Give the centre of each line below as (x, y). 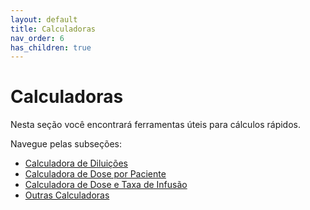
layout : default (44, 19)
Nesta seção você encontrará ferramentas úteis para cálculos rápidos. (155, 125)
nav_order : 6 (37, 38)
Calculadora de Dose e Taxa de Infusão (106, 185)
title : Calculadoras (53, 29)
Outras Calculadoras (67, 195)
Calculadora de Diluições (76, 163)
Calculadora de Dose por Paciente (95, 174)
